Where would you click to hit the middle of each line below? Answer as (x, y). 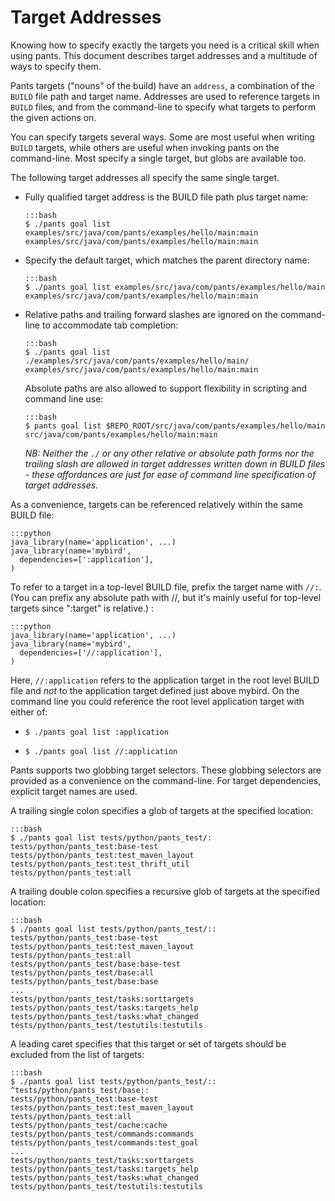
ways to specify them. (56, 66)
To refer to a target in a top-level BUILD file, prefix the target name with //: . (166, 587)
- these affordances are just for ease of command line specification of (170, 474)
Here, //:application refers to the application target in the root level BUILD (165, 680)
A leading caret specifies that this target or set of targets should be (148, 1043)
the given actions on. (53, 117)
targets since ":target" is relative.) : (82, 608)
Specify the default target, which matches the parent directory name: (167, 260)
